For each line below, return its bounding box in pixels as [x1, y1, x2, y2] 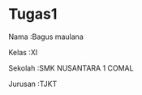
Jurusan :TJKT [8, 79, 58, 89]
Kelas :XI [8, 47, 38, 57]
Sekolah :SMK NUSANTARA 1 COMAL [8, 63, 134, 73]
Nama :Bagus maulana [8, 32, 84, 41]
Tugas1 [8, 5, 58, 24]
